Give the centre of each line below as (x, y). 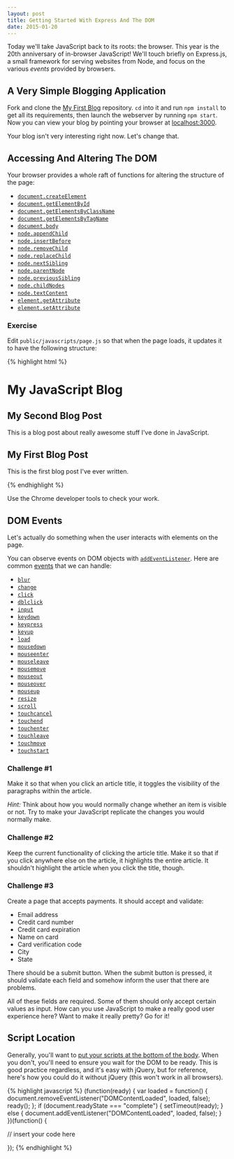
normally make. (29, 820)
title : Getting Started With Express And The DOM (81, 20)
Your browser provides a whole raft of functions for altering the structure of (116, 175)
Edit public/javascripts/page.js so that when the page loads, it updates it (115, 341)
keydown (28, 617)
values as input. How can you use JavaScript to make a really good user (111, 1009)
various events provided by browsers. (61, 69)
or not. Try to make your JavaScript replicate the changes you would (106, 812)
